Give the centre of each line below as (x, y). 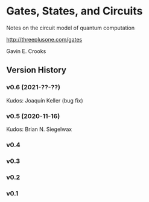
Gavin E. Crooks (26, 51)
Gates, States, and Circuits (74, 11)
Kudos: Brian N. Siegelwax (39, 129)
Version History (36, 70)
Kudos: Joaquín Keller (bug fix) (45, 100)
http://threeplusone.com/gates (44, 39)
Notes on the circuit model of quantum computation (70, 28)
